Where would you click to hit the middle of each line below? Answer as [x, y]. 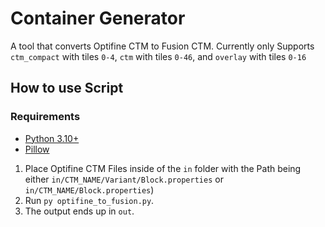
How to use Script [67, 88]
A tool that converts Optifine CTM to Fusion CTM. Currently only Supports [162, 46]
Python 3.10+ [52, 138]
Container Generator [98, 18]
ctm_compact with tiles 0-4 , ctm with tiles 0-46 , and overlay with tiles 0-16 [158, 56]
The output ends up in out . [79, 211]
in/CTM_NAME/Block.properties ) [89, 189]
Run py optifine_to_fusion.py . [89, 200]
